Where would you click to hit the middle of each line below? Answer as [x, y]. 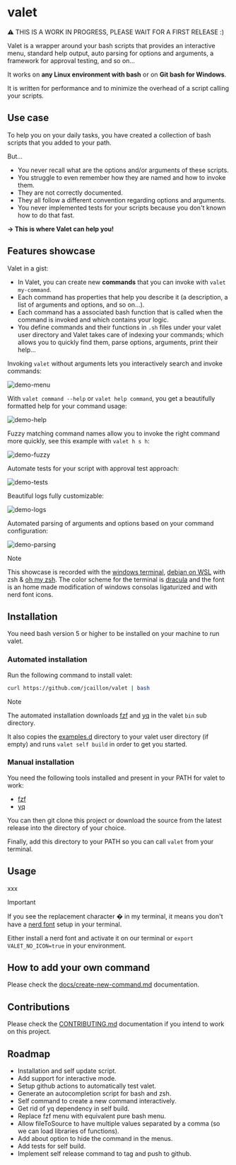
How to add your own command [79, 968]
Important [22, 902]
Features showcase [51, 251]
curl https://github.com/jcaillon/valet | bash [79, 688]
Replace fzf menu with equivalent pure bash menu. [92, 1116]
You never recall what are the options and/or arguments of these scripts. [123, 170]
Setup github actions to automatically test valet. [87, 1086]
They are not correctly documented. [70, 193]
